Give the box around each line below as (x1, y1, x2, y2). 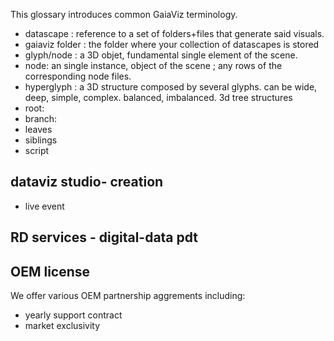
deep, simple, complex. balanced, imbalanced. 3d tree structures (24, 92, 293, 103)
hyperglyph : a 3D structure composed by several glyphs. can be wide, (24, 81, 318, 93)
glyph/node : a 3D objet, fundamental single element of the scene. (24, 49, 298, 61)
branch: (24, 113, 58, 124)
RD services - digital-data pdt (10, 229, 199, 246)
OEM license (10, 263, 91, 280)
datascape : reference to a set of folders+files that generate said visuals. (24, 28, 325, 39)
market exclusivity (24, 320, 101, 332)
